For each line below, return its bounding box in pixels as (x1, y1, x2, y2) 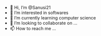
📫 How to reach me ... (9, 26, 56, 31)
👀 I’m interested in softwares (9, 10, 69, 16)
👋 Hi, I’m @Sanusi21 (9, 5, 51, 10)
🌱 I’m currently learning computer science (9, 15, 96, 20)
